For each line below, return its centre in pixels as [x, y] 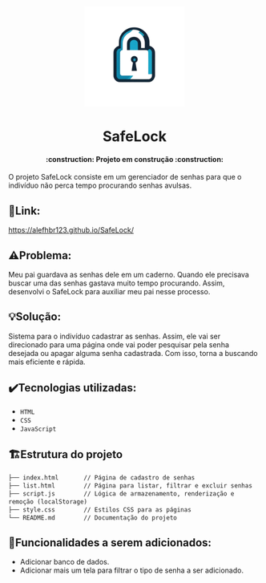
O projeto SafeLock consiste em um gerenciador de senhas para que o [125, 177]
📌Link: [24, 211]
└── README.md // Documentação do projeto [93, 518]
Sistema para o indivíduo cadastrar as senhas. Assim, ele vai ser [115, 336]
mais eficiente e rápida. [47, 362]
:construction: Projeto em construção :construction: [135, 159]
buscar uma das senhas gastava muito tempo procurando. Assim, [117, 283]
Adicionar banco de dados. [64, 562]
